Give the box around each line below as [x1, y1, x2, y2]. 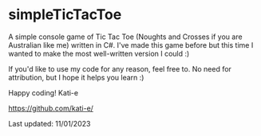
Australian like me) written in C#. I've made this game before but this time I [8, 40, 254, 49]
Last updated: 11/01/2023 [8, 119, 91, 128]
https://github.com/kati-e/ [8, 103, 94, 113]
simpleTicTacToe [8, 6, 122, 24]
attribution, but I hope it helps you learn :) [8, 72, 144, 82]
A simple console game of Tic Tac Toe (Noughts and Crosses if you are [8, 32, 243, 41]
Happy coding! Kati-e [8, 87, 78, 97]
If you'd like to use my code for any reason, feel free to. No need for [8, 64, 231, 73]
